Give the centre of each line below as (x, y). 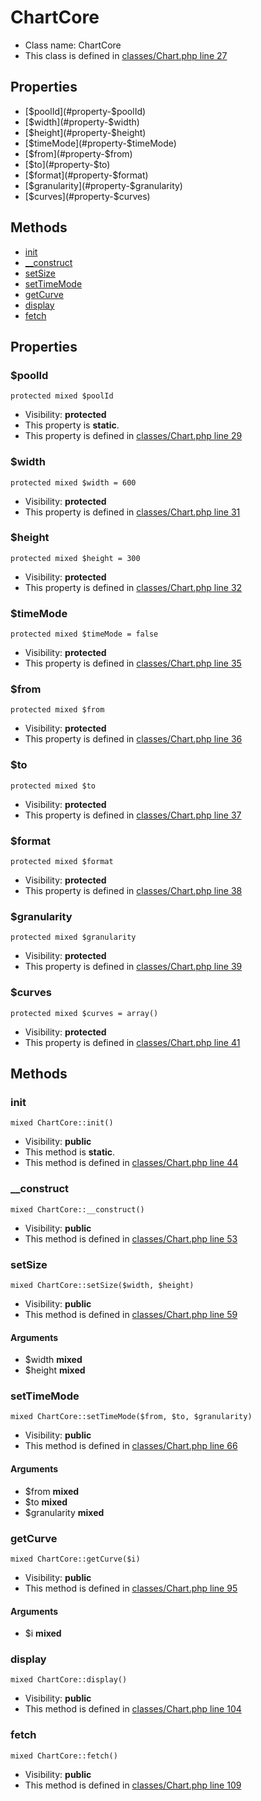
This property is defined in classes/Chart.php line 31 (132, 512)
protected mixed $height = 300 (75, 558)
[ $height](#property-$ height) (85, 132)
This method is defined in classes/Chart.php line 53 (131, 1238)
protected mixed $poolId (62, 396)
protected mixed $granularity (73, 937)
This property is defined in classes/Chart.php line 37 (133, 815)
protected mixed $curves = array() (84, 1013)
